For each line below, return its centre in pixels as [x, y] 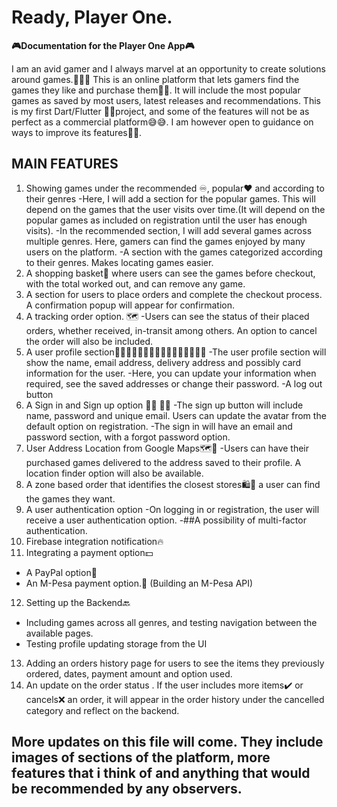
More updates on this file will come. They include [167, 742]
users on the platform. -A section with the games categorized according [174, 252]
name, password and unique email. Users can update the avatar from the [176, 415]
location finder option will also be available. [114, 473]
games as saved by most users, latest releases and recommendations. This [166, 100]
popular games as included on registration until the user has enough [166, 220]
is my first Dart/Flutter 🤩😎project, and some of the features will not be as [160, 111]
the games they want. [70, 498]
